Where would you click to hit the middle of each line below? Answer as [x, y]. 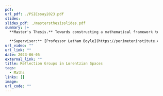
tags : [10, 68]
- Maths [17, 73]
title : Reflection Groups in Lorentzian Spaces [54, 64]
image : [12, 81]
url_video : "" [19, 46]
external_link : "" [24, 59]
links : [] [15, 77]
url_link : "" [18, 50]
